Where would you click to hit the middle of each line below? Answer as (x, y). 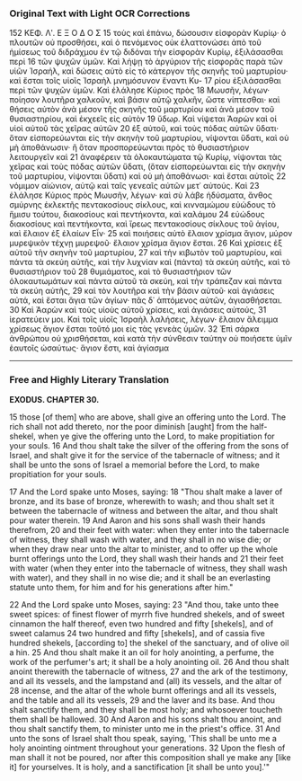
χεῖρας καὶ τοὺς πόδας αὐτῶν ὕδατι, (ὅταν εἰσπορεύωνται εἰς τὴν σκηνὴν (147, 167)
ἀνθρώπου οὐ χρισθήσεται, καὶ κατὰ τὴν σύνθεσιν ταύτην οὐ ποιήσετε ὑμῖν (151, 339)
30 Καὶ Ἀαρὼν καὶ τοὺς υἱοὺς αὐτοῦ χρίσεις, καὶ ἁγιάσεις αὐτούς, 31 (138, 310)
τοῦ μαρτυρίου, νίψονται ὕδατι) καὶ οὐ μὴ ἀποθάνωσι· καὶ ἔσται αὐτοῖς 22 (148, 176)
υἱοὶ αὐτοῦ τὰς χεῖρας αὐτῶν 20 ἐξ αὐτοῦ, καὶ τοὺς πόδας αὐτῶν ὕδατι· (144, 129)
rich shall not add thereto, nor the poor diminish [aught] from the (129, 426)
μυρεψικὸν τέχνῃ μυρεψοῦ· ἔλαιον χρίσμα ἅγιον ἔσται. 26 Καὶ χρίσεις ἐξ (146, 243)
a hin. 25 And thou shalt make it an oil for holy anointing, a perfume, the (142, 652)
